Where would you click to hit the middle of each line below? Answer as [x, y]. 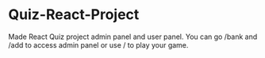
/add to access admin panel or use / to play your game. [98, 44]
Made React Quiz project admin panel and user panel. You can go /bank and [133, 37]
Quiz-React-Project [74, 15]
